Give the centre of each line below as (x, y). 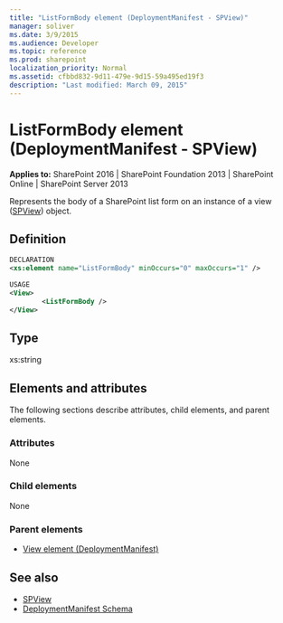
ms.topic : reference (48, 52)
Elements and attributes (78, 388)
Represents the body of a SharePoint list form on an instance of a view (141, 201)
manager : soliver (42, 26)
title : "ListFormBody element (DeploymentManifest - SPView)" (129, 18)
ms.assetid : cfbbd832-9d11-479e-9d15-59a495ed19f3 (107, 77)
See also (34, 577)
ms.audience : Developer (54, 43)
